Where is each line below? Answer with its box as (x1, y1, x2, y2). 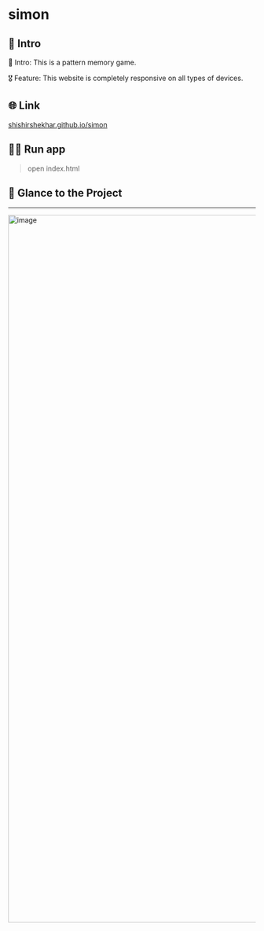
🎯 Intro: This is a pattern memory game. (8, 57, 137, 67)
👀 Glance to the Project (8, 186, 123, 200)
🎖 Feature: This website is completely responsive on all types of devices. (8, 73, 244, 83)
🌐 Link (8, 99, 41, 112)
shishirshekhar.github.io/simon (8, 120, 108, 129)
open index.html (27, 164, 80, 173)
